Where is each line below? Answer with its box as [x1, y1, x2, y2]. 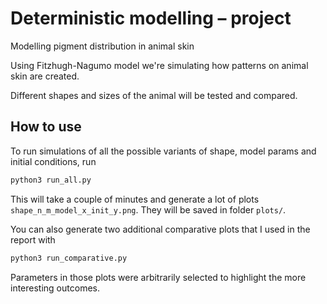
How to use [10, 118, 82, 136]
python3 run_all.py [10, 175, 92, 185]
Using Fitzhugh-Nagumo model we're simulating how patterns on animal [10, 59, 309, 71]
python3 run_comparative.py [10, 253, 128, 263]
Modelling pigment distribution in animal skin [10, 40, 195, 52]
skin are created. [10, 70, 80, 82]
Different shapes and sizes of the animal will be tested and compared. [10, 89, 298, 101]
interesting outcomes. [10, 282, 100, 294]
